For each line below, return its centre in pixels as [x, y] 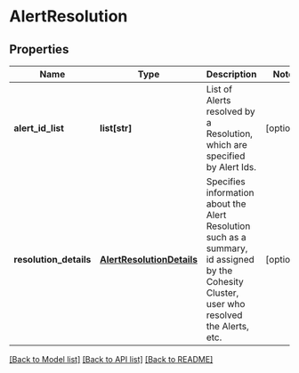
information [230, 193]
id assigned [230, 259]
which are [226, 145]
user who [226, 304]
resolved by [230, 111]
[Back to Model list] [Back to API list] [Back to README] [111, 359]
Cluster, [222, 293]
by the [219, 271]
